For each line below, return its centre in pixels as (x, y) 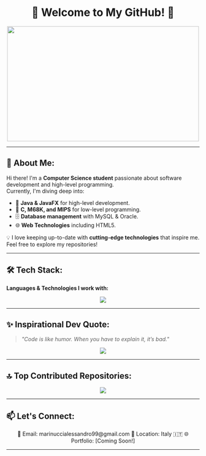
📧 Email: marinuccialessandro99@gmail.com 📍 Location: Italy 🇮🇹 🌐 (103, 434)
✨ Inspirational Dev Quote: (58, 324)
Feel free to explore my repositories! (52, 244)
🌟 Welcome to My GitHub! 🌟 (103, 13)
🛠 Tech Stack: (35, 270)
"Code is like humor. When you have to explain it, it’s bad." (95, 339)
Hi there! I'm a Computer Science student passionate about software (94, 178)
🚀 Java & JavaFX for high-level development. (72, 203)
